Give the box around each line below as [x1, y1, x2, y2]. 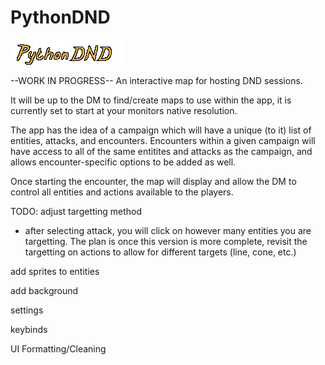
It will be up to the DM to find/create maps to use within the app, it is [10, 94, 292, 106]
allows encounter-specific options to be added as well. [10, 156, 237, 168]
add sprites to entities [10, 265, 100, 277]
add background [10, 284, 79, 296]
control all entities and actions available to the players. [10, 186, 234, 198]
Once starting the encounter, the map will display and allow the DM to [10, 175, 297, 187]
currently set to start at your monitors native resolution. [10, 104, 238, 116]
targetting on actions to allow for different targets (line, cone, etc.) [24, 246, 297, 258]
